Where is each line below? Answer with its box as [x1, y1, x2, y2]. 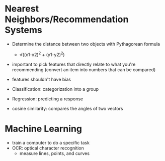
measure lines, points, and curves [19, 150, 90, 156]
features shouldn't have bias [12, 76, 71, 82]
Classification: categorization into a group [12, 86, 99, 92]
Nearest [5, 3, 39, 15]
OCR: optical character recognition [12, 145, 84, 151]
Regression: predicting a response [12, 96, 84, 102]
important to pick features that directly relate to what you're [12, 61, 136, 67]
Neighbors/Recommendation [5, 14, 129, 25]
